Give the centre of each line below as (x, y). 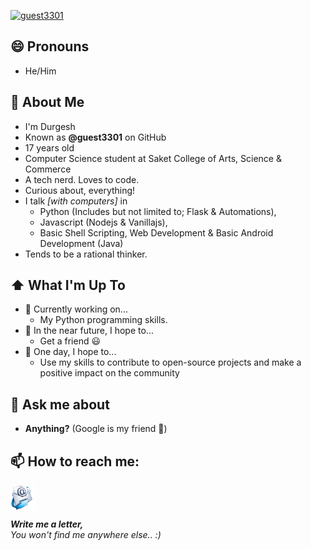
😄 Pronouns (50, 46)
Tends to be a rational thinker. (86, 254)
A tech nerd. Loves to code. (82, 179)
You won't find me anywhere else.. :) (86, 535)
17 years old (49, 147)
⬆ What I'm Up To (68, 285)
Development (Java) (81, 243)
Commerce (48, 169)
